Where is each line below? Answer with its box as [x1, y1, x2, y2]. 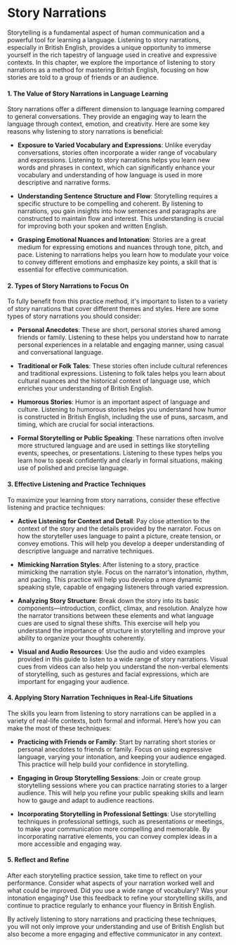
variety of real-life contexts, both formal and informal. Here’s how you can [7, 716, 221, 725]
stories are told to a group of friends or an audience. [7, 72, 159, 82]
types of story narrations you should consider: [7, 312, 142, 321]
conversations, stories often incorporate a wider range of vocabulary [17, 148, 217, 157]
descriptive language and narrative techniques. [17, 547, 155, 555]
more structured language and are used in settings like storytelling [17, 441, 210, 450]
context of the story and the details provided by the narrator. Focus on [17, 524, 221, 533]
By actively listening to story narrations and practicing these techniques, [7, 915, 217, 923]
